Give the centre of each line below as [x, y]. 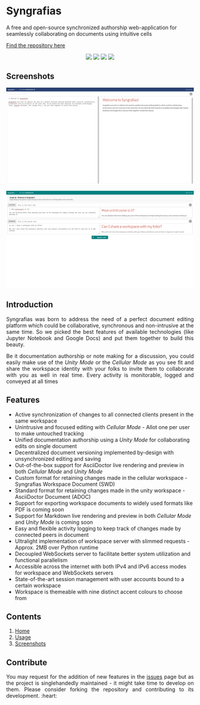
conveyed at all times [32, 381]
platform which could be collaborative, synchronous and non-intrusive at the [100, 325]
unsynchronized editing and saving [58, 459]
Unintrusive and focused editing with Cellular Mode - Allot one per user [102, 427]
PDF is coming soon [39, 509]
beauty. [15, 344]
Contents [24, 617]
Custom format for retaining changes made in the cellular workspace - [101, 477]
